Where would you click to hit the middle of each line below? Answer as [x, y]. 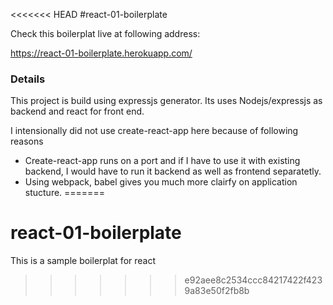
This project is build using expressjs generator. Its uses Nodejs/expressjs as [166, 101]
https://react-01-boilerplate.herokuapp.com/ [101, 53]
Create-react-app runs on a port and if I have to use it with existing [162, 161]
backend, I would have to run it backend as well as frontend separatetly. [173, 171]
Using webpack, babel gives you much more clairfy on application [161, 182]
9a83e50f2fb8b [217, 291]
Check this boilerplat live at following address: [105, 33]
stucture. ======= [64, 193]
